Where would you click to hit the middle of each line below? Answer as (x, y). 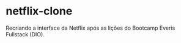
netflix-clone (39, 11)
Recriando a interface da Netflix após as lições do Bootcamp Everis (90, 28)
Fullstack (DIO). (25, 34)
